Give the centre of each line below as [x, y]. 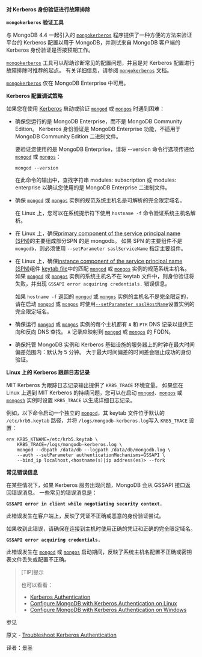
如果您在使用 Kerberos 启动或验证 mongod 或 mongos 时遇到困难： [86, 108]
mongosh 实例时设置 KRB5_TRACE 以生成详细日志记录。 [71, 400]
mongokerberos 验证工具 [35, 22]
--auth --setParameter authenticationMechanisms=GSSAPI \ [91, 455]
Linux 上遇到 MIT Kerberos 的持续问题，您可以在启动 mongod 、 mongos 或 [94, 393]
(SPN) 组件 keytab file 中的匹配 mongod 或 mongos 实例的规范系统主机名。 [103, 269]
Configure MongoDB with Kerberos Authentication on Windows [108, 610]
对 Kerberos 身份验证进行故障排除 [48, 9]
